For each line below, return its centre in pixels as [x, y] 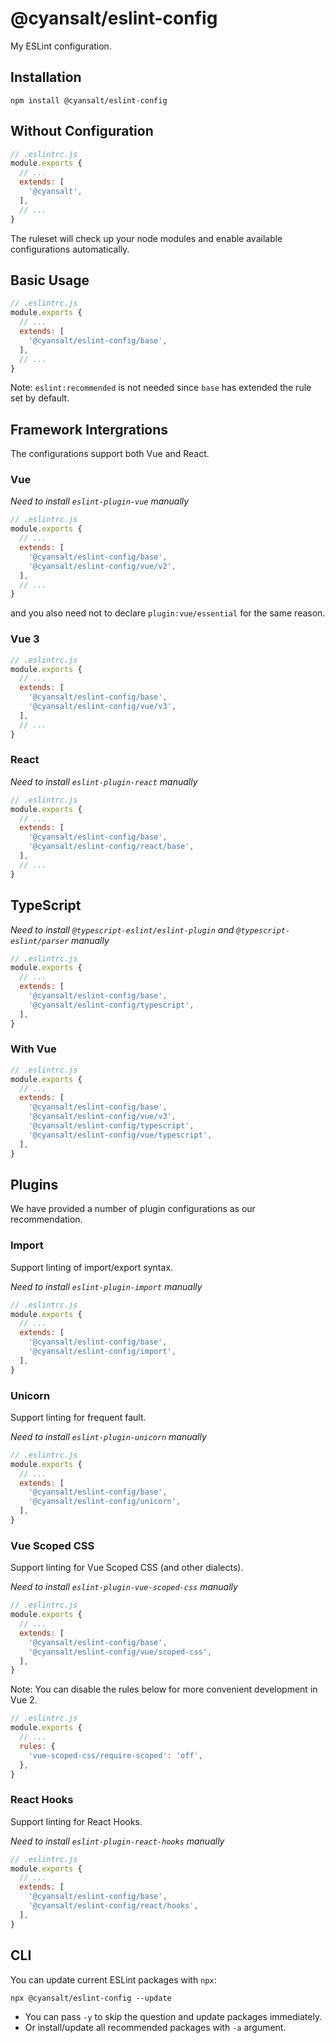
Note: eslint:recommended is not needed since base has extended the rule [161, 388]
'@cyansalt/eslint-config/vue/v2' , [102, 566]
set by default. [40, 398]
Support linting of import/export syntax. [92, 1267]
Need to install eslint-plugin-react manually [104, 781]
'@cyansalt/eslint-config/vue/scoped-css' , [120, 1652]
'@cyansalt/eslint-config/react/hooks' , [113, 1906]
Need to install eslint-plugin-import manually [106, 1286]
